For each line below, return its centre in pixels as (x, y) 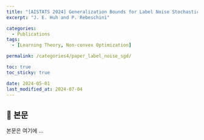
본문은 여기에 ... (25, 131)
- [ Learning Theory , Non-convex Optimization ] (72, 45)
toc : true (19, 67)
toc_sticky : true (28, 72)
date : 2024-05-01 (28, 83)
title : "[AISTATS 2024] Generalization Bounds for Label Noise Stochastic (103, 12)
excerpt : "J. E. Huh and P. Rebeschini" (58, 17)
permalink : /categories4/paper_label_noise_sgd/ (69, 56)
